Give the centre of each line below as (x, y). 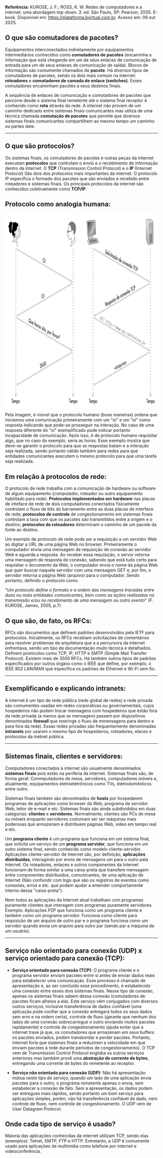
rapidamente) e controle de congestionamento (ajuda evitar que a (78, 1027)
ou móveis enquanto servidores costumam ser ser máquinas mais (71, 819)
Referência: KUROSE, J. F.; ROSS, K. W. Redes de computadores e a (73, 7)
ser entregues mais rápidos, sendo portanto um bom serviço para (78, 1093)
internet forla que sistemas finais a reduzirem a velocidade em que (79, 1042)
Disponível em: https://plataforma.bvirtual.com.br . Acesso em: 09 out (87, 17)
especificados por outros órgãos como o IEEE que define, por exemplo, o (78, 663)
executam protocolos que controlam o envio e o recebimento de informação (81, 163)
